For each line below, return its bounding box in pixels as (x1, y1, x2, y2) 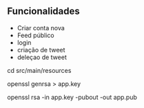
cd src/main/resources (7, 66, 72, 74)
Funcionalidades (7, 6, 81, 17)
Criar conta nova (17, 23, 65, 32)
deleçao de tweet (17, 53, 67, 61)
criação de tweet (17, 45, 65, 54)
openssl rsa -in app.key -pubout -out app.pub (7, 93, 138, 101)
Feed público (17, 31, 54, 39)
